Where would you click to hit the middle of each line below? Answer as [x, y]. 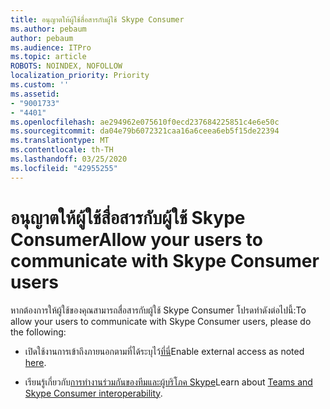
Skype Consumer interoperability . [93, 393]
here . [35, 362]
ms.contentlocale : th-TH [62, 150]
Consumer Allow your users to [136, 239]
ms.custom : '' [40, 85]
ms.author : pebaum [48, 29]
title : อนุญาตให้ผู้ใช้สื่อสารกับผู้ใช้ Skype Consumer [97, 19]
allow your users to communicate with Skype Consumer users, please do [161, 321]
